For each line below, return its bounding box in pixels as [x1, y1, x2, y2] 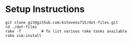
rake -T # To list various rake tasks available [5, 28, 127, 33]
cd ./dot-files [5, 24, 37, 29]
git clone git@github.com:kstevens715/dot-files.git [5, 20, 118, 25]
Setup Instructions [5, 3, 85, 15]
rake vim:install [5, 33, 42, 38]
